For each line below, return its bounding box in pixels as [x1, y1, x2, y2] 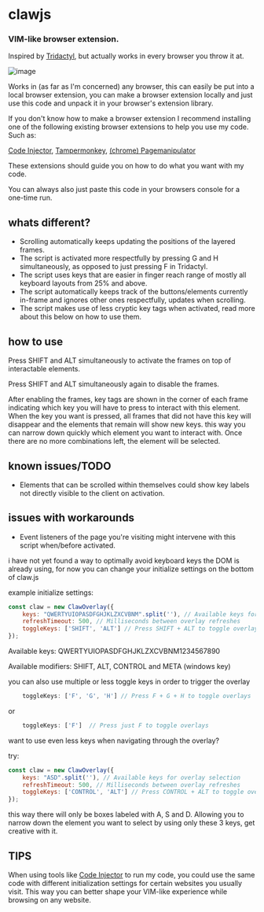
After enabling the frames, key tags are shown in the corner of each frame [8, 395, 249, 404]
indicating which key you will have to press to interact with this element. [8, 403, 241, 412]
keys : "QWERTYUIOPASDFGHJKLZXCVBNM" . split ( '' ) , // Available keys [22, 610, 244, 618]
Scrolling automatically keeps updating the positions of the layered [19, 237, 236, 246]
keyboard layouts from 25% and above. [19, 279, 148, 288]
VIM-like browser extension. [8, 34, 119, 45]
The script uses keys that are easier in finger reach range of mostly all [19, 270, 247, 280]
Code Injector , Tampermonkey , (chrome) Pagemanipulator [8, 146, 196, 155]
